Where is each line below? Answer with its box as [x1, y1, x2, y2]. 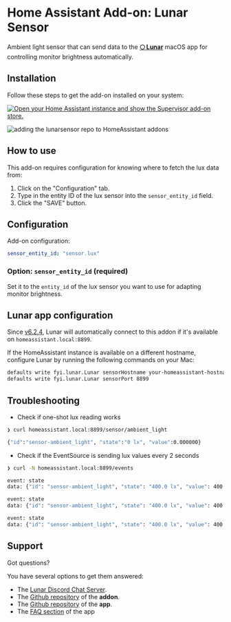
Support [7, 540, 43, 552]
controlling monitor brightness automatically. [7, 52, 134, 61]
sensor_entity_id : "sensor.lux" [7, 250, 100, 257]
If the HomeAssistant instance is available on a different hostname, [7, 348, 196, 357]
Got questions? [7, 559, 50, 567]
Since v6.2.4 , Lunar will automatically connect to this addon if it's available [7, 328, 219, 336]
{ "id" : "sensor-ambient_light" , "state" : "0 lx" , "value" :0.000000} [7, 439, 201, 445]
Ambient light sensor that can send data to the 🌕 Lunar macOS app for [7, 43, 208, 51]
